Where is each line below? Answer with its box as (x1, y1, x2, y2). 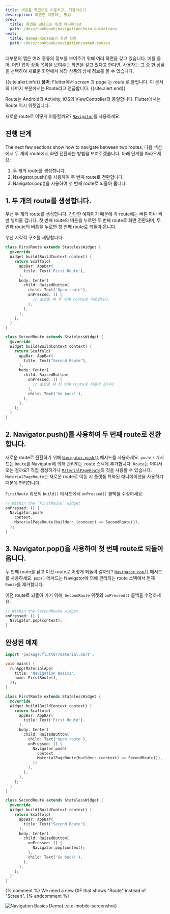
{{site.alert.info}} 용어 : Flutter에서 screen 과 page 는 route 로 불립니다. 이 (5, 78, 154, 85)
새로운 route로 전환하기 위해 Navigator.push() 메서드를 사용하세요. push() (5, 454, 155, 460)
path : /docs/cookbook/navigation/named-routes (10, 41, 110, 46)
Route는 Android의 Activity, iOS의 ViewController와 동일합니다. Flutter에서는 (5, 96, 161, 102)
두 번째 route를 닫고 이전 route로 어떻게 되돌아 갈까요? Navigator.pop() (5, 568, 149, 574)
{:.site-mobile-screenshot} (61, 903, 117, 909)
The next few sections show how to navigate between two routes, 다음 (5, 144, 153, 150)
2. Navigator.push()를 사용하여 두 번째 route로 (5, 430, 148, 439)
